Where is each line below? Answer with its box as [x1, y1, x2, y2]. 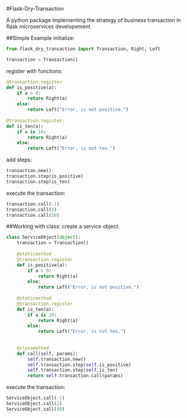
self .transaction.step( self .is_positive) [27, 361, 132, 368]
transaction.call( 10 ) [6, 212, 60, 218]
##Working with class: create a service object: [6, 223, 120, 230]
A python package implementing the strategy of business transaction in [6, 17, 181, 23]
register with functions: [6, 67, 63, 74]
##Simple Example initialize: [6, 35, 75, 41]
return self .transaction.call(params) [27, 373, 123, 379]
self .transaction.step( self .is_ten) [27, 367, 118, 373]
